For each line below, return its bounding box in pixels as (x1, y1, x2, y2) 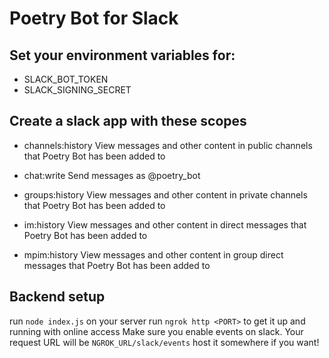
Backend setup (9, 288, 106, 306)
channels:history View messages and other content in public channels (23, 139, 313, 151)
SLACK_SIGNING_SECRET (23, 84, 132, 96)
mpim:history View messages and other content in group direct (23, 248, 284, 261)
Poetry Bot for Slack (9, 7, 179, 30)
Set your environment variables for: (9, 47, 236, 64)
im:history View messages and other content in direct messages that (23, 218, 307, 231)
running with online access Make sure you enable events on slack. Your (9, 325, 304, 337)
